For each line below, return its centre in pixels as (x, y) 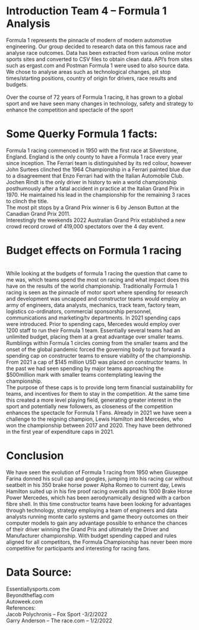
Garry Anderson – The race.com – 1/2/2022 (59, 620)
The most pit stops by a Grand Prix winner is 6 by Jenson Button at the (93, 207)
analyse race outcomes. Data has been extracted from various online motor (99, 52)
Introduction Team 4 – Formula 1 (87, 11)
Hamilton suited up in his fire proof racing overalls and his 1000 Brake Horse (99, 491)
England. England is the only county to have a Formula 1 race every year (94, 157)
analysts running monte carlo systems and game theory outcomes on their (97, 516)
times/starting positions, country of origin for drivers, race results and (91, 78)
